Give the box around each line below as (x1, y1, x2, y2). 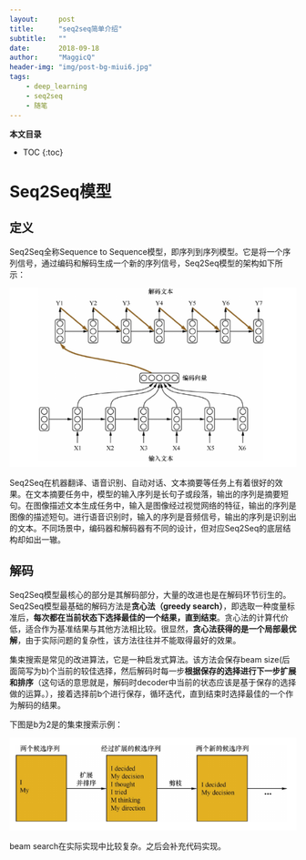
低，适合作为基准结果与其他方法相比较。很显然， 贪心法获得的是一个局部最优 (9, 623, 297, 634)
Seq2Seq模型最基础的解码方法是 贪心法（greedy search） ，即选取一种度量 (9, 601, 288, 612)
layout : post (9, 15, 76, 24)
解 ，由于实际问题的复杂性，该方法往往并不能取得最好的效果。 (9, 634, 241, 645)
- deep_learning (25, 82, 88, 91)
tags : (9, 73, 30, 82)
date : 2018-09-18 (9, 44, 100, 53)
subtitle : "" (9, 34, 67, 43)
